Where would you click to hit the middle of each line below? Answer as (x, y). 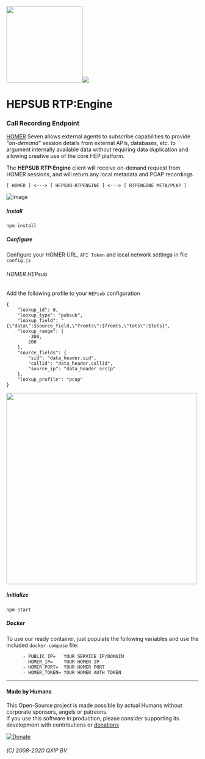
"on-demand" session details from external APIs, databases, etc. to (91, 143)
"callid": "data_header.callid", (71, 363)
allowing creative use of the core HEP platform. (66, 156)
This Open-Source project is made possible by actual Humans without (95, 705)
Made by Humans (29, 692)
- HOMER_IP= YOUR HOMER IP (61, 662)
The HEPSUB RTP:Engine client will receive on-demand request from (94, 168)
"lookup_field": (38, 320)
